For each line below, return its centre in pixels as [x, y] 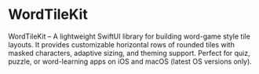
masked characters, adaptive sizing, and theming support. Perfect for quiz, [129, 53]
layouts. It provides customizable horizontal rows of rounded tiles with [122, 44]
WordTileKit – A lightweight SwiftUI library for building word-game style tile [129, 36]
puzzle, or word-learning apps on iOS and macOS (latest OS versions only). [130, 61]
